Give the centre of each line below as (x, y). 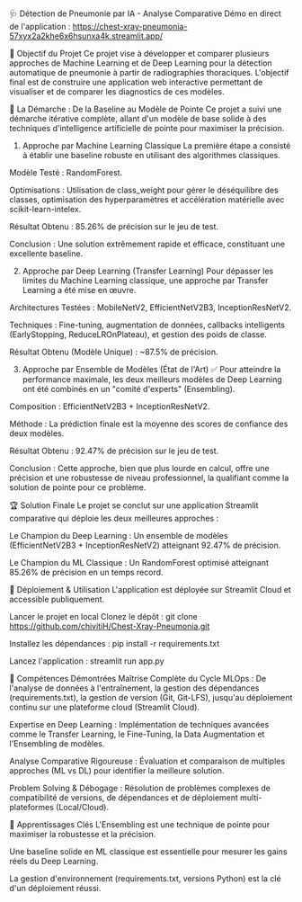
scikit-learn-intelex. (45, 209)
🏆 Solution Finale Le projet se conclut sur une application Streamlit (134, 505)
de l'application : (40, 27)
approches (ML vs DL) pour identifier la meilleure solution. (117, 771)
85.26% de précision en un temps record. (86, 572)
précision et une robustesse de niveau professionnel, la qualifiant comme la (149, 478)
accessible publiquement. (57, 599)
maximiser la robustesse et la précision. (83, 834)
